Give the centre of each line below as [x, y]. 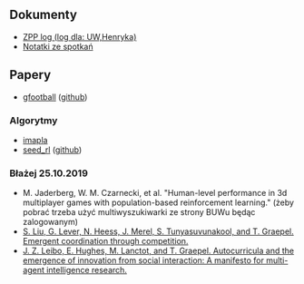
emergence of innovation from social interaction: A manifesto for [143, 260]
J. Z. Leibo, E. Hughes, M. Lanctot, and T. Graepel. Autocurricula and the [158, 251]
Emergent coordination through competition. [105, 241]
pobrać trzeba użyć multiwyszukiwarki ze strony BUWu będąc [139, 212]
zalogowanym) [50, 222]
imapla [35, 140]
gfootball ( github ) [55, 97]
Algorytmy [34, 120]
